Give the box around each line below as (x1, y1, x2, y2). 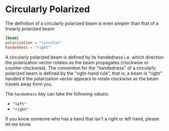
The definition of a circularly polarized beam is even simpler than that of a (5, 20, 159, 26)
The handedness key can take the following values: (5, 91, 109, 97)
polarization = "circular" (5, 40, 62, 45)
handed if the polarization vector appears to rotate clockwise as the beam (5, 75, 159, 81)
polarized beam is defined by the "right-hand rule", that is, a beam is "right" (5, 70, 162, 76)
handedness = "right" (5, 45, 51, 50)
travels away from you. (5, 81, 53, 87)
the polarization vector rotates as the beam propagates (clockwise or (5, 59, 149, 65)
